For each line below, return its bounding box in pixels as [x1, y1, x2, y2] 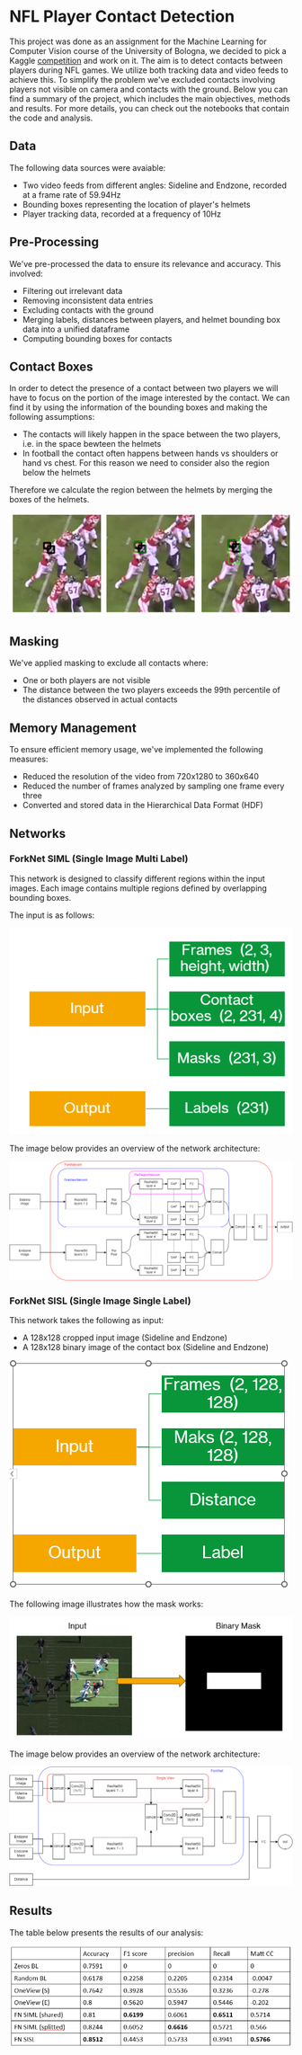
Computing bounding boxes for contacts [22, 333, 173, 343]
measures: [9, 753, 49, 765]
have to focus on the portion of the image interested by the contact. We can [9, 393, 290, 404]
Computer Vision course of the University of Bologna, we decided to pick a [9, 45, 287, 56]
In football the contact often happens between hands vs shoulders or [22, 448, 279, 459]
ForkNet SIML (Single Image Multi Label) [9, 852, 189, 865]
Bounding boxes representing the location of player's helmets [22, 199, 251, 209]
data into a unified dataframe [22, 324, 130, 334]
